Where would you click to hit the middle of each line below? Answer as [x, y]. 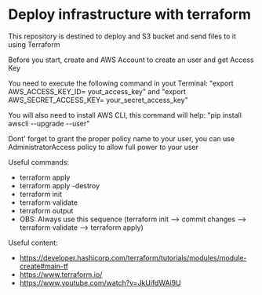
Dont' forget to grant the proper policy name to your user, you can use [122, 138]
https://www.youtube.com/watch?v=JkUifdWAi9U [100, 282]
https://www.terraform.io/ [61, 274]
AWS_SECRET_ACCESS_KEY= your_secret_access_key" [98, 100]
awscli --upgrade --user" [49, 123]
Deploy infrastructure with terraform [129, 15]
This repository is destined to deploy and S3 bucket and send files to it [122, 36]
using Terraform [34, 44]
